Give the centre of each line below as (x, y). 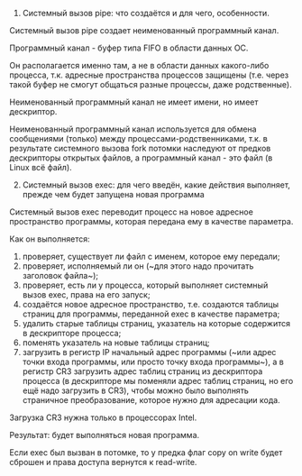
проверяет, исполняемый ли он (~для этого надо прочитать (138, 266)
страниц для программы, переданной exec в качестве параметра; (151, 314)
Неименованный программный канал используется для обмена (133, 129)
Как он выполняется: (50, 239)
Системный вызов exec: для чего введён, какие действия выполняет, (156, 185)
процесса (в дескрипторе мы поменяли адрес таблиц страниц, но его (158, 381)
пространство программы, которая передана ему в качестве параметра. (151, 221)
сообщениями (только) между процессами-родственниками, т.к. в (138, 138)
